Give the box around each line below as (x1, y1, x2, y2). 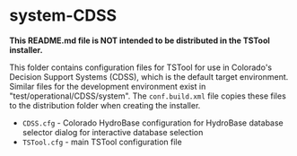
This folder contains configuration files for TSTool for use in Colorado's (9, 62, 272, 73)
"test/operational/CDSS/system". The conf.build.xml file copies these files (9, 91, 287, 101)
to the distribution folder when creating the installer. (9, 100, 201, 110)
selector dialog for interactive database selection (22, 126, 204, 137)
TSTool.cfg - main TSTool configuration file (22, 136, 182, 147)
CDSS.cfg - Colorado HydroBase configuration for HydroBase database (22, 117, 284, 128)
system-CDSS (9, 5, 118, 26)
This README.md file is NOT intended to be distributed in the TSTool (9, 35, 271, 46)
